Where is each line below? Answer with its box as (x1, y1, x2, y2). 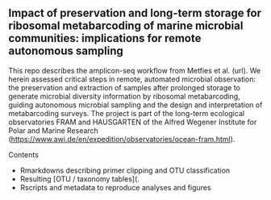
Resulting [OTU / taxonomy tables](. (19, 173, 140, 184)
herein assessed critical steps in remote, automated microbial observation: (8, 74, 256, 84)
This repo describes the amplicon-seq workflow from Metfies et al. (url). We (8, 65, 261, 75)
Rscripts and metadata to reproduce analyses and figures (19, 182, 211, 192)
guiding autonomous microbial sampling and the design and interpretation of (8, 100, 263, 110)
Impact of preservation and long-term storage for (8, 6, 262, 20)
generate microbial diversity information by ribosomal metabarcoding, (8, 91, 240, 101)
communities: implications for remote (8, 31, 202, 45)
